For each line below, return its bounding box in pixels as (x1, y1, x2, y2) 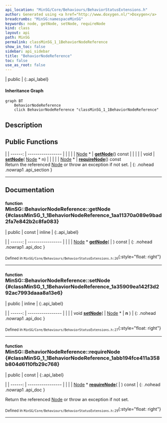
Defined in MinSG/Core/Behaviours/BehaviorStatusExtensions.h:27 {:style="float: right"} (5, 325, 162, 333)
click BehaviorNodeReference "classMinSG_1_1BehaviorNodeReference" (14, 107, 159, 112)
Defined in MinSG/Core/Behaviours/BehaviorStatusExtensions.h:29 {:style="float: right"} (5, 406, 162, 414)
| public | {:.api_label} (5, 76, 49, 82)
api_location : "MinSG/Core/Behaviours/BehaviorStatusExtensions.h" (5, 7, 148, 12)
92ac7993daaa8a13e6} (5, 289, 63, 296)
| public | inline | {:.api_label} (5, 301, 64, 307)
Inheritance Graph (5, 87, 44, 93)
